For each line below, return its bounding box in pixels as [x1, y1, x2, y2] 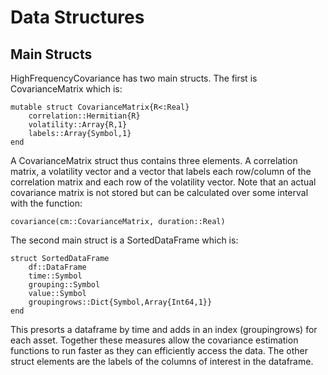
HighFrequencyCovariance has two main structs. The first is [10, 72, 258, 84]
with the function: [10, 197, 83, 209]
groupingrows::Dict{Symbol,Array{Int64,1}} [28, 297, 213, 307]
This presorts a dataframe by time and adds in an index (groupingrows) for [10, 324, 318, 335]
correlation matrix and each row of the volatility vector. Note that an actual [10, 176, 317, 188]
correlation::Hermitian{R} [28, 111, 141, 121]
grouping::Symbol [28, 280, 101, 290]
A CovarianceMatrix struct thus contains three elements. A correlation [10, 155, 298, 166]
